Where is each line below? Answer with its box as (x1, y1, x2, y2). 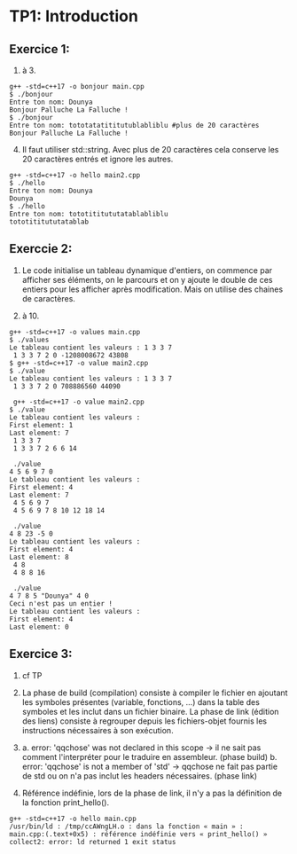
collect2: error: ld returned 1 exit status (9, 837, 176, 846)
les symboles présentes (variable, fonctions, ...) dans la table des (21, 696, 260, 707)
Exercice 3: (9, 646, 73, 662)
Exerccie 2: (9, 241, 73, 256)
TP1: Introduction (9, 6, 139, 27)
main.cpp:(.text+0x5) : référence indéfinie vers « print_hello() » (9, 829, 268, 839)
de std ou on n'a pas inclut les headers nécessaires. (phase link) (21, 770, 258, 781)
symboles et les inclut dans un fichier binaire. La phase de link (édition (21, 706, 279, 717)
